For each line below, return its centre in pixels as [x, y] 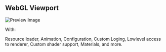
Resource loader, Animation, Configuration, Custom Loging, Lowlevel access [83, 39]
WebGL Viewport [32, 8]
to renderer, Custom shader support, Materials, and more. [64, 44]
